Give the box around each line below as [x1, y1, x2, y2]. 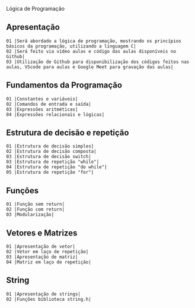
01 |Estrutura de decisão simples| [6, 143, 94, 149]
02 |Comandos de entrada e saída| [6, 101, 92, 107]
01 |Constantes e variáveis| [6, 96, 78, 102]
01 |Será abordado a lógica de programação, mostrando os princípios [6, 38, 182, 44]
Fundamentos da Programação [6, 80, 123, 90]
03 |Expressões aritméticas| [6, 106, 78, 112]
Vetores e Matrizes [6, 228, 78, 238]
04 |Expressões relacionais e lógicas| [6, 111, 105, 118]
